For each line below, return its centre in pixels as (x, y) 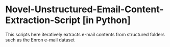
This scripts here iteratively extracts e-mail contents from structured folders (85, 34)
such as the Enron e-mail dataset (40, 40)
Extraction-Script (43, 20)
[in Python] (107, 20)
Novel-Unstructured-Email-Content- (85, 9)
